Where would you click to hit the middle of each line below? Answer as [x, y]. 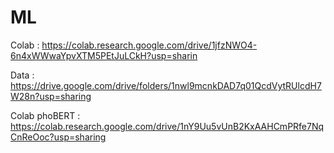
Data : [22, 75]
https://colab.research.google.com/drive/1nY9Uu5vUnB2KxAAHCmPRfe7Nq [167, 126]
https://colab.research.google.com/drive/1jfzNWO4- [149, 45]
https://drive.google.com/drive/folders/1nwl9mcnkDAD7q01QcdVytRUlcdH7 [166, 85]
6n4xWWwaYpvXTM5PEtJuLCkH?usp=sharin [104, 55]
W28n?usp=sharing [51, 96]
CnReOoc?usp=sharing [58, 137]
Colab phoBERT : [45, 115]
